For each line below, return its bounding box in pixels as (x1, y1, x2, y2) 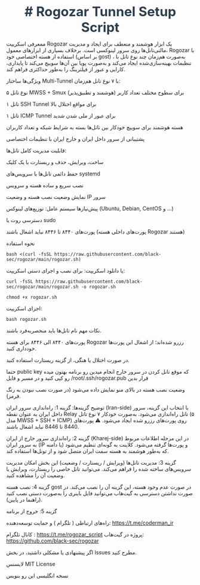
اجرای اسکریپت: (6, 305, 43, 312)
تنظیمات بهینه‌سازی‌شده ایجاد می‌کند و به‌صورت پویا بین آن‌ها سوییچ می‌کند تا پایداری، (6, 59, 192, 66)
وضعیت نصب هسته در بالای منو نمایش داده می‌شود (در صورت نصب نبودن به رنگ (6, 386, 185, 393)
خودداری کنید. (6, 345, 37, 352)
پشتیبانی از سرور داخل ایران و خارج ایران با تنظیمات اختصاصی (6, 135, 145, 143)
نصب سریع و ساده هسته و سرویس (6, 182, 84, 189)
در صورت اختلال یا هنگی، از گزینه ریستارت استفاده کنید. (6, 356, 130, 363)
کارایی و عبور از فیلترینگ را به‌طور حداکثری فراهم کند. (6, 66, 125, 72)
